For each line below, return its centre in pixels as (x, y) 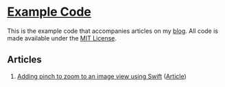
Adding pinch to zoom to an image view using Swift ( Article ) (102, 76)
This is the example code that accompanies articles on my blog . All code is (113, 31)
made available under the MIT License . (62, 38)
